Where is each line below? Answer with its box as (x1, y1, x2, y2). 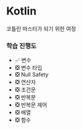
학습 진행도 (6, 41, 37, 50)
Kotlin (6, 4, 37, 18)
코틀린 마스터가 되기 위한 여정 (6, 25, 77, 32)
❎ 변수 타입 (15, 64, 43, 71)
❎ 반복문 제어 (15, 101, 47, 108)
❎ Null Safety (15, 71, 49, 78)
